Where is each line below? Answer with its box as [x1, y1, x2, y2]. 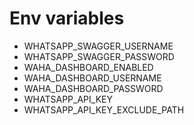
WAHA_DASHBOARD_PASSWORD [23, 82, 164, 94]
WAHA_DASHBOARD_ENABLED [23, 61, 154, 73]
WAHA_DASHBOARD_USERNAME [23, 72, 162, 84]
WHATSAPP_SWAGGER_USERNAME [23, 40, 174, 52]
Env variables [9, 7, 125, 30]
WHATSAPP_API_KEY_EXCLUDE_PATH [23, 103, 185, 116]
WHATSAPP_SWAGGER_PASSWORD [23, 50, 175, 62]
